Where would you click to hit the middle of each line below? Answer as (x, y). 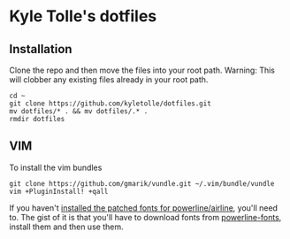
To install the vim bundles (56, 167)
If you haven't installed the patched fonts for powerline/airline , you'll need (144, 208)
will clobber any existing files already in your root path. (109, 80)
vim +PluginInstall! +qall (59, 191)
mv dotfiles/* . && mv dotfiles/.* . (79, 112)
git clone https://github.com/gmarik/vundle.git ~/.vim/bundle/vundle (142, 183)
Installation (41, 49)
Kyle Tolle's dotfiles (83, 16)
